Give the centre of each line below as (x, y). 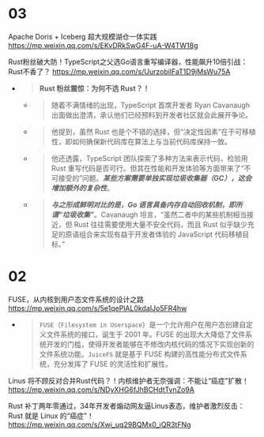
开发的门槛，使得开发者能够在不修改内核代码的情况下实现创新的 (150, 344)
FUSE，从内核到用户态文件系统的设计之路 (76, 299)
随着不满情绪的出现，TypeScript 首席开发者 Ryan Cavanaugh (151, 105)
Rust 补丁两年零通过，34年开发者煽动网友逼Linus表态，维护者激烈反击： (126, 405)
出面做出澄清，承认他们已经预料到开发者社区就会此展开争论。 (152, 114)
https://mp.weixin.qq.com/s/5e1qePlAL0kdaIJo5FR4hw (98, 308)
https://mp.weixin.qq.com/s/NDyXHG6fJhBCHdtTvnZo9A (102, 389)
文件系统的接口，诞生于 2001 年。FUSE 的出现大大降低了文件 (146, 334)
